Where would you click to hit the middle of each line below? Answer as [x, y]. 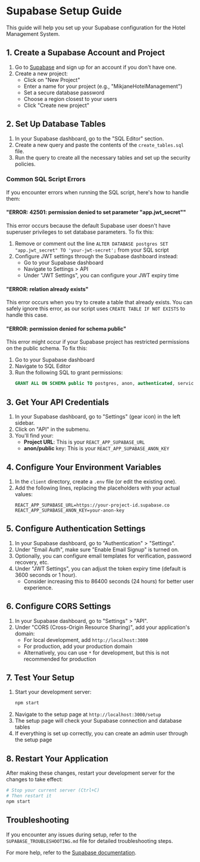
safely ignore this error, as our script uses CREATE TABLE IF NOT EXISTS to [96, 308]
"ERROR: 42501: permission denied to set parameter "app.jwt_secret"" [96, 212]
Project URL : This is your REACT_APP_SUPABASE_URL [84, 442]
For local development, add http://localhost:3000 [86, 640]
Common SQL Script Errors [46, 179]
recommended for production [60, 659]
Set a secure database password [64, 92]
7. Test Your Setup [40, 678]
